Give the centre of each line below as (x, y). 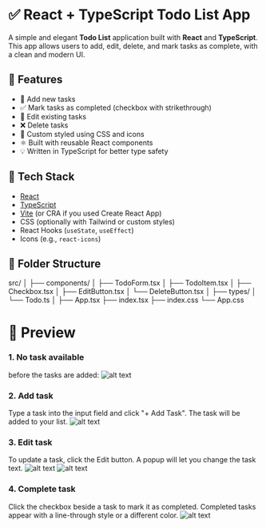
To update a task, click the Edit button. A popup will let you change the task (132, 460)
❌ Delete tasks (44, 125)
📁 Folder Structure (55, 263)
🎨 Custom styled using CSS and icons (82, 134)
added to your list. (38, 421)
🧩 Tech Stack (42, 177)
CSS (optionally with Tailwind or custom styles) (97, 221)
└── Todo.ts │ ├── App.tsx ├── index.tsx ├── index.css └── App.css (126, 300)
